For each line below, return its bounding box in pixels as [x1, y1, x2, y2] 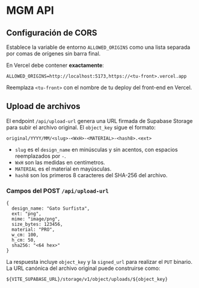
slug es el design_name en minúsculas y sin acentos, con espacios [14, 146, 179, 153]
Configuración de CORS [6, 28, 97, 38]
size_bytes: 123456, [11, 221, 63, 228]
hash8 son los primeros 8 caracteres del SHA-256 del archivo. [14, 171, 168, 178]
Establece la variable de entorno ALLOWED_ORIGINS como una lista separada [6, 43, 191, 51]
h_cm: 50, [11, 237, 36, 243]
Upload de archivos [6, 101, 81, 111]
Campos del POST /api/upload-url [6, 186, 109, 195]
